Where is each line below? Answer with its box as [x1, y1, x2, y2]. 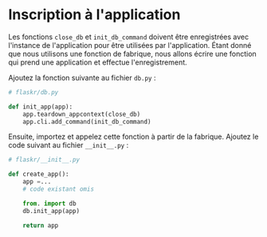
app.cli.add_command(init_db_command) [22, 117, 151, 125]
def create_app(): [8, 170, 69, 179]
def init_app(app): [8, 102, 73, 111]
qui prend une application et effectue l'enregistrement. [8, 57, 187, 67]
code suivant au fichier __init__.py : [8, 140, 129, 150]
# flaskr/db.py [8, 88, 59, 97]
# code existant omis [22, 185, 94, 193]
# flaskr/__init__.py [8, 156, 80, 164]
